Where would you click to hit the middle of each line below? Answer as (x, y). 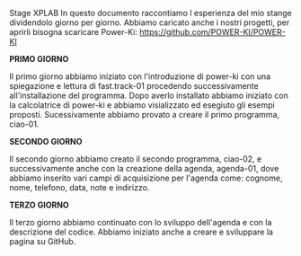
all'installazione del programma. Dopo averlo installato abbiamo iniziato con (149, 95)
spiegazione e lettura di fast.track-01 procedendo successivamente (134, 86)
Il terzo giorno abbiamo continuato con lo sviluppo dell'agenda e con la (141, 222)
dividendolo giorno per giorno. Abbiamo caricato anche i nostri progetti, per (150, 22)
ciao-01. (24, 124)
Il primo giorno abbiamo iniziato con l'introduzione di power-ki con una (140, 76)
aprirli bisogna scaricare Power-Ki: (73, 32)
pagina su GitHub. (43, 241)
